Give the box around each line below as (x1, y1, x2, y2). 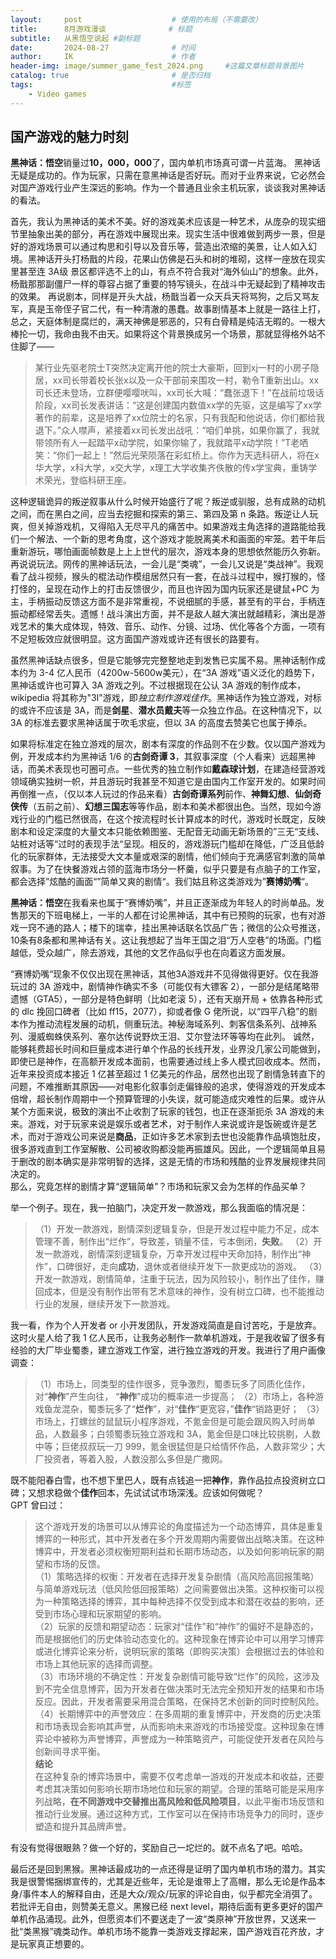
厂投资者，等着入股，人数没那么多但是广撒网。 (34, 1453, 228, 1465)
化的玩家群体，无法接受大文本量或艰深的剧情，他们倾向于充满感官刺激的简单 (10, 851, 326, 863)
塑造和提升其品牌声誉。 (34, 1821, 132, 1833)
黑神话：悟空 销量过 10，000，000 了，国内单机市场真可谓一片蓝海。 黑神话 (10, 157, 322, 169)
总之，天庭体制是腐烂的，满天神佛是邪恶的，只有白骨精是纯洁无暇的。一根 (10, 316, 317, 328)
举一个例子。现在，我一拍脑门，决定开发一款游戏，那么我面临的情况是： (10, 1202, 308, 1214)
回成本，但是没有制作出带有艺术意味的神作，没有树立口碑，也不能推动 (34, 1286, 325, 1298)
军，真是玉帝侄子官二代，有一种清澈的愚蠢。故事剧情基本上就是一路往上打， (10, 303, 326, 315)
